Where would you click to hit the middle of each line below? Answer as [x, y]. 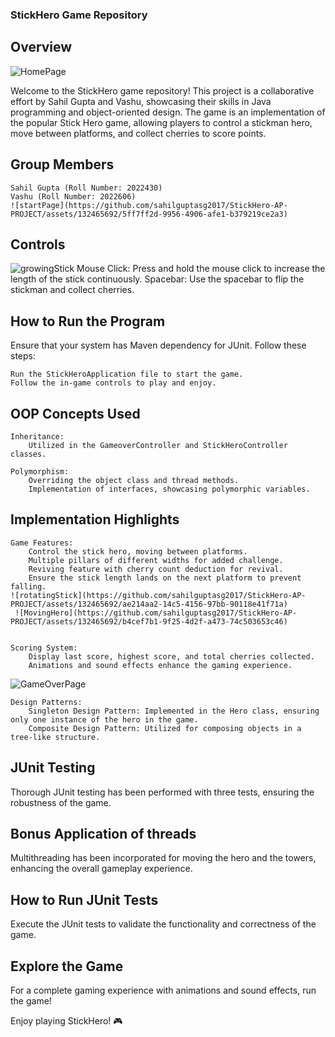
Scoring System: [44, 648]
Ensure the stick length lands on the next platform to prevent [165, 578]
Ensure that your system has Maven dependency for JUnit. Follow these [158, 345]
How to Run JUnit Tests [84, 899]
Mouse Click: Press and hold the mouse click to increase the [201, 269]
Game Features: [42, 543]
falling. [28, 586]
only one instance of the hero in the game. [104, 719]
